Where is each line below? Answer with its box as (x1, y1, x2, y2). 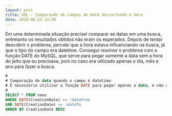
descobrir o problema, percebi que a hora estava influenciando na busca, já (5, 42, 165, 48)
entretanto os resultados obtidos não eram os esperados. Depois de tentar (5, 36, 163, 42)
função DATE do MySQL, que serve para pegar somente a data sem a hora (5, 53, 163, 59)
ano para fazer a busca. (5, 63, 55, 69)
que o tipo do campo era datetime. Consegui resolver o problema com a (5, 47, 157, 54)
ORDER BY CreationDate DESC (5, 107, 66, 112)
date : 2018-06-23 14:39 (5, 17, 56, 22)
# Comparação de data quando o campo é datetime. (5, 78, 114, 83)
